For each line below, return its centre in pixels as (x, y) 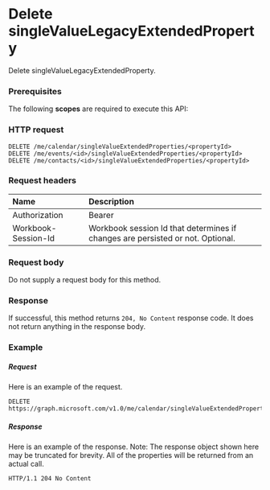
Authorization (38, 215)
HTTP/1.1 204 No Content (50, 479)
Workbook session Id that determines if (162, 228)
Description (111, 201)
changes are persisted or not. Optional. (162, 238)
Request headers (43, 180)
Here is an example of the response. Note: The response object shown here (134, 447)
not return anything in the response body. (77, 327)
